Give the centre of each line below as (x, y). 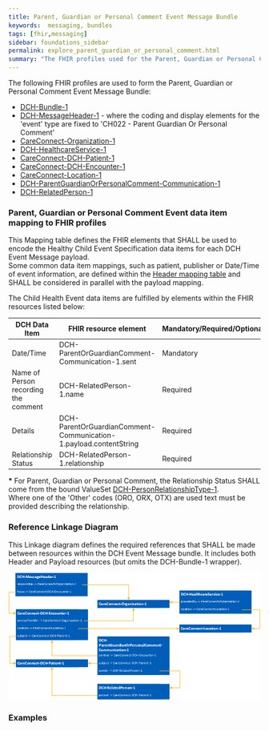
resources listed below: (47, 307)
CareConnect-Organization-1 (68, 141)
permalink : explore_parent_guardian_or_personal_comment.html (114, 51)
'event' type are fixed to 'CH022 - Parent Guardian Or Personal (124, 124)
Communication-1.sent (98, 362)
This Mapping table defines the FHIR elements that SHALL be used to (122, 240)
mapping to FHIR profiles (57, 223)
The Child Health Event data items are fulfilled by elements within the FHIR (131, 298)
